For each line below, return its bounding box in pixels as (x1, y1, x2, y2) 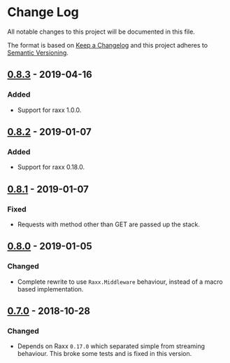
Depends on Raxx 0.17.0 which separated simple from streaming (17, 342, 205, 350)
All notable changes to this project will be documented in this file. (7, 27, 196, 36)
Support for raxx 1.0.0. (17, 106, 82, 114)
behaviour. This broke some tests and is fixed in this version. (17, 350, 192, 358)
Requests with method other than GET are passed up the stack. (17, 220, 201, 228)
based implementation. (17, 285, 84, 293)
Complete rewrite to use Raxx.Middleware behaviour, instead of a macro (17, 278, 223, 286)
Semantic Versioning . (7, 48, 69, 57)
